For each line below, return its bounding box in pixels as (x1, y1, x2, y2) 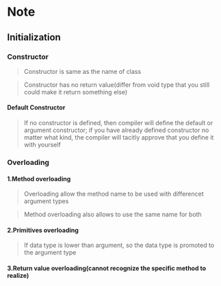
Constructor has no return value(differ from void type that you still (23, 80, 210, 89)
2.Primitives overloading (7, 226, 79, 234)
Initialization (7, 31, 62, 43)
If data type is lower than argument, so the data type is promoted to (23, 241, 215, 250)
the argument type (23, 248, 77, 257)
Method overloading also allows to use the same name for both (23, 210, 202, 219)
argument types (23, 197, 69, 205)
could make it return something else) (23, 88, 128, 96)
